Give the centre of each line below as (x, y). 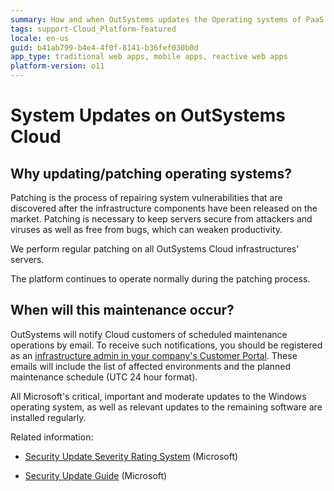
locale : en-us (40, 38)
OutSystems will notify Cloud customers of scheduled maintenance (149, 334)
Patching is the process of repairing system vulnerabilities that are (146, 197)
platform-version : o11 (57, 66)
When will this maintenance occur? (122, 310)
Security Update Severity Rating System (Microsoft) (131, 456)
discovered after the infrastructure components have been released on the (164, 208)
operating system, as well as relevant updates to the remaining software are (166, 407)
